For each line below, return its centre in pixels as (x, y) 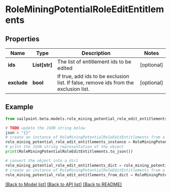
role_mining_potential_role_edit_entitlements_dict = (64, 165)
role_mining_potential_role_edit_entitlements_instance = (68, 142)
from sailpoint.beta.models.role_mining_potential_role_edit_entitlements (86, 119)
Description (96, 53)
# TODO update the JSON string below (45, 128)
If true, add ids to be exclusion (93, 76)
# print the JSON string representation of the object (65, 147)
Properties (22, 39)
